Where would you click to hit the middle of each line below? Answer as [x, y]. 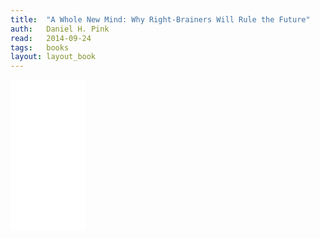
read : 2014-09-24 [51, 38]
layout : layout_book [53, 57]
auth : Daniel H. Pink [60, 29]
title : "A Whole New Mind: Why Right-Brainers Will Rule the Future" [160, 19]
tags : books [40, 47]
